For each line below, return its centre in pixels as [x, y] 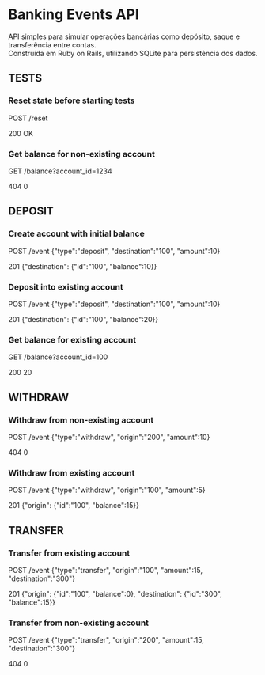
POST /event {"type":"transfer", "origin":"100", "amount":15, [106, 570]
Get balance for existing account [72, 339]
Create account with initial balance [76, 233]
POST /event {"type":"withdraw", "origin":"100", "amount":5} [107, 490]
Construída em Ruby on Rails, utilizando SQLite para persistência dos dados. [133, 53]
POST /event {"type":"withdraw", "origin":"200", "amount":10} [109, 437]
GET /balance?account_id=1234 [60, 171]
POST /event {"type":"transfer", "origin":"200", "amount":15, [106, 640]
